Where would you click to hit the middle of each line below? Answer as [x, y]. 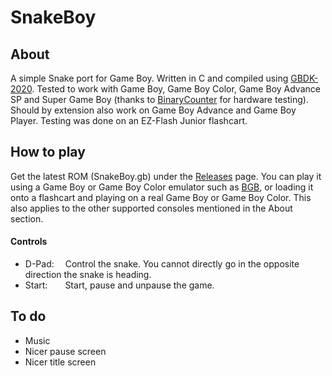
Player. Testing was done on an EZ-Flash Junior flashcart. [129, 120]
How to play [48, 152]
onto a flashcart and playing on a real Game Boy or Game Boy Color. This [161, 197]
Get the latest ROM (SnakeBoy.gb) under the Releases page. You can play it [166, 176]
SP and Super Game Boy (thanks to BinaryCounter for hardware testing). [159, 99]
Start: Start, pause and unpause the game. [119, 285]
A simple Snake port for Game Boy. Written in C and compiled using [149, 78]
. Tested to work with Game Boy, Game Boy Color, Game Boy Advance [176, 89]
